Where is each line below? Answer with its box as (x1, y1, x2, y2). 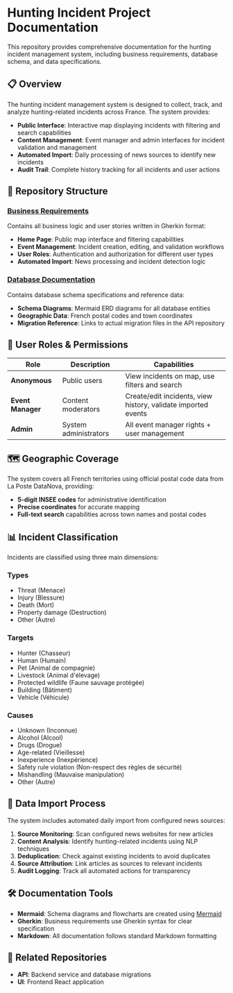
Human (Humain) (17, 656, 67, 664)
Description (70, 359, 110, 369)
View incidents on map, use (125, 371, 215, 381)
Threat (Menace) (17, 586, 66, 595)
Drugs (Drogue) (17, 741, 62, 749)
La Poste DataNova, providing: (7, 482, 94, 491)
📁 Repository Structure (7, 185, 108, 197)
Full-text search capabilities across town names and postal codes (17, 510, 207, 518)
